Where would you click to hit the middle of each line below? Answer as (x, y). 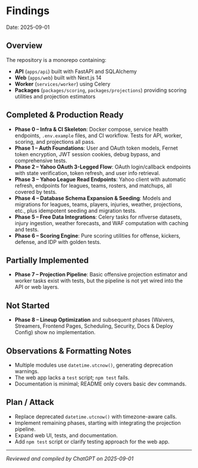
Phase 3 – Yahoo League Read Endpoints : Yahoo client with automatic (100, 179)
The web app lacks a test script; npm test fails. (72, 378)
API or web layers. (37, 287)
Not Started (28, 306)
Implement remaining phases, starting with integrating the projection (98, 423)
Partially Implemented (47, 260)
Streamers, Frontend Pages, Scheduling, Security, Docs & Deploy (94, 326)
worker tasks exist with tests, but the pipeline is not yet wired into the (99, 281)
